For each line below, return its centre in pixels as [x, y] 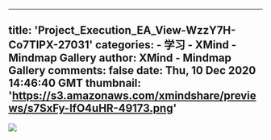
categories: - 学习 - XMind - [166, 45]
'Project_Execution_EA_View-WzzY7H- [135, 30]
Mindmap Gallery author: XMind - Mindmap [120, 58]
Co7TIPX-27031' [51, 45]
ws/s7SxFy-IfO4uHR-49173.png [91, 108]
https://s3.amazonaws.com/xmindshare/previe [134, 96]
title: [20, 30]
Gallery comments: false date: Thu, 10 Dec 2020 [132, 70]
